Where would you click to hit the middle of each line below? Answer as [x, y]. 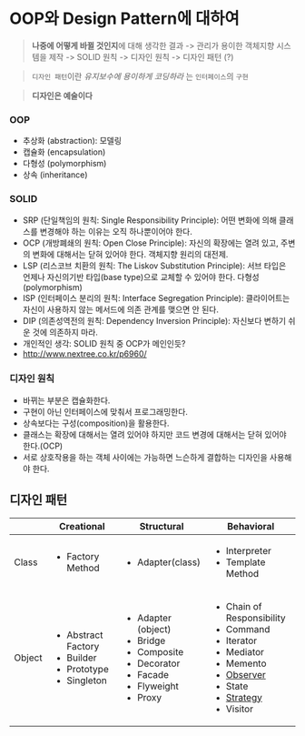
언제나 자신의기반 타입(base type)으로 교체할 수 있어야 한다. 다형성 [141, 277]
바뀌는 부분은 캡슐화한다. [66, 400]
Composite [161, 651]
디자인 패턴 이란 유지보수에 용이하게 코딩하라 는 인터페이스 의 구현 [140, 76]
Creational [82, 526]
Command [248, 629]
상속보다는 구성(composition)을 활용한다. [96, 423]
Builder [82, 658]
